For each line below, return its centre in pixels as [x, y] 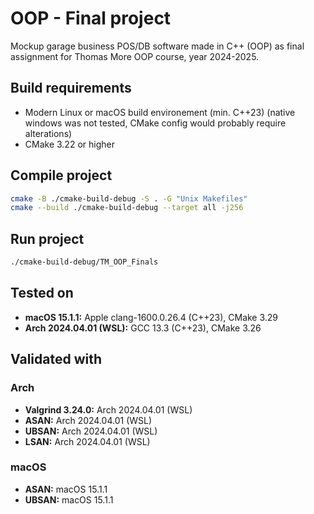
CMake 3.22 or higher [69, 144]
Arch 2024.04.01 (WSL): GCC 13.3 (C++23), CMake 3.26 [143, 328]
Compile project [61, 175]
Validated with [56, 359]
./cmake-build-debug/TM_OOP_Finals [84, 262]
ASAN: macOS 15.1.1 [66, 489]
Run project [47, 238]
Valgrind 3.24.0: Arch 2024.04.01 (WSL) [108, 409]
